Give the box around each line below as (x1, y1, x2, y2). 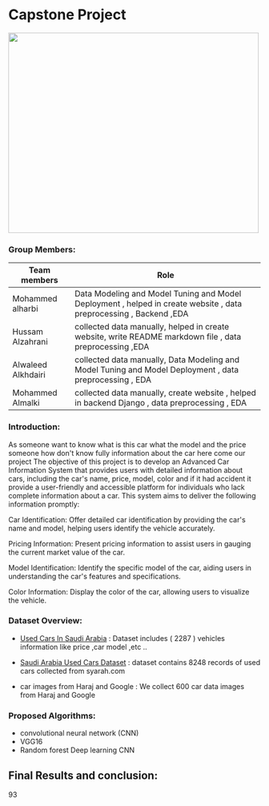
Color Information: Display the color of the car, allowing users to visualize (8, 586, 250, 596)
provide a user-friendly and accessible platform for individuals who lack (8, 482, 246, 492)
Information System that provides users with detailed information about (8, 465, 243, 474)
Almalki (12, 397, 40, 409)
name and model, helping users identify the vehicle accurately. (8, 523, 215, 533)
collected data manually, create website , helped (74, 387, 256, 398)
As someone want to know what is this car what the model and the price (8, 439, 247, 449)
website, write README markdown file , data (74, 331, 242, 342)
